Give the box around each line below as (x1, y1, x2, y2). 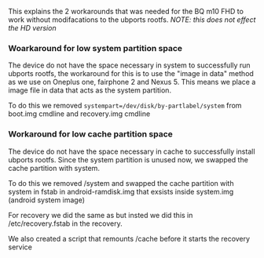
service (8, 242, 33, 252)
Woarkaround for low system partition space (8, 42, 183, 53)
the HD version (8, 24, 57, 32)
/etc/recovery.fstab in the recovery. (8, 219, 123, 228)
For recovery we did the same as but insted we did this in (8, 210, 193, 220)
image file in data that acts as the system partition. (8, 85, 171, 95)
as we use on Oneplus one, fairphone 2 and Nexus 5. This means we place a (8, 78, 256, 87)
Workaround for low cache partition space (8, 129, 173, 140)
